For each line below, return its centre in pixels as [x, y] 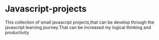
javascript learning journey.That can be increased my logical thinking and [78, 27]
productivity [17, 32]
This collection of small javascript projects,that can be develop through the [80, 22]
